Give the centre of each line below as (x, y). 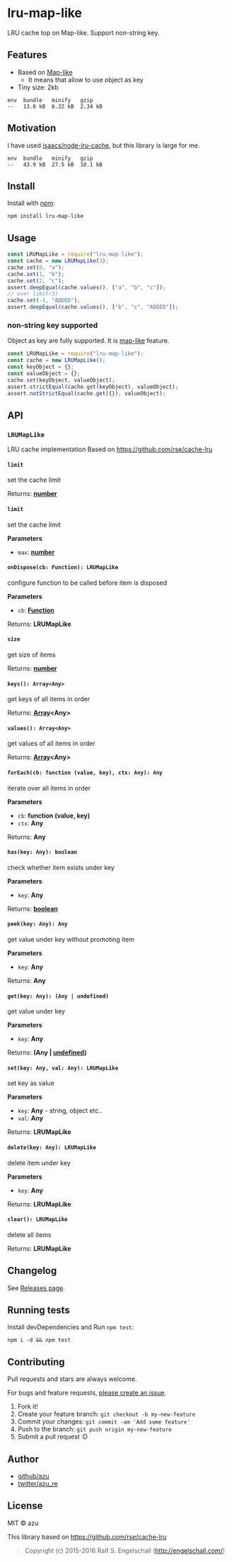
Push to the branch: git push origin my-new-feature (94, 1429)
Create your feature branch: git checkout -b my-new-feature (106, 1414)
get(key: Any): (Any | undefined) (58, 996)
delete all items (29, 1234)
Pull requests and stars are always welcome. (72, 1379)
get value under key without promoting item (71, 939)
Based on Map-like (45, 72)
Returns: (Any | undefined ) (47, 1052)
